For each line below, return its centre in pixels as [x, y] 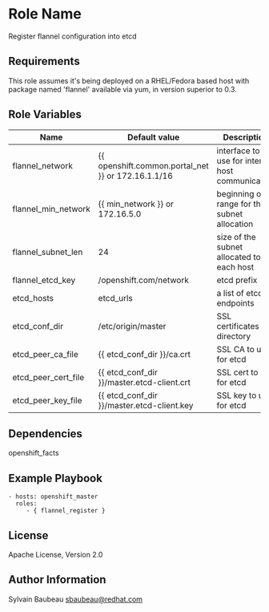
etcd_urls [116, 298]
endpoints [235, 303]
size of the [236, 237]
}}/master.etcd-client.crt [144, 382]
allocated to [239, 257]
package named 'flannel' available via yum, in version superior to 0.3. [123, 89]
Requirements [44, 61]
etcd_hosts [33, 298]
